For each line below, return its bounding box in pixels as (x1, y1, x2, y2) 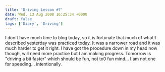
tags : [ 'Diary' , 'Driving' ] (5, 21, 63, 26)
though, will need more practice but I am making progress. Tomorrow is (5, 51, 151, 57)
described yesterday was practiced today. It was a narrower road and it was (5, 40, 160, 46)
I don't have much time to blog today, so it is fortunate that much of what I (5, 35, 156, 41)
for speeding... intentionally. (5, 61, 62, 67)
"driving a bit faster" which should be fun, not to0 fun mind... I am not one (5, 56, 156, 62)
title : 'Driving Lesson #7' (5, 7, 63, 12)
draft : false (5, 16, 32, 21)
